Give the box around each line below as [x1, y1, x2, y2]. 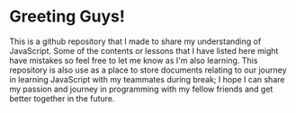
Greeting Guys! [9, 6, 126, 27]
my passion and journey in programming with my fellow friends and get [9, 83, 274, 94]
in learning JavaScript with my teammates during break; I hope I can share [9, 74, 285, 84]
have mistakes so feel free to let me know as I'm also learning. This [9, 55, 258, 65]
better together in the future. [9, 92, 115, 104]
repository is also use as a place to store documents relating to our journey [9, 65, 287, 75]
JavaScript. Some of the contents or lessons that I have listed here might [9, 45, 279, 56]
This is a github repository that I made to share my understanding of [9, 36, 262, 47]
